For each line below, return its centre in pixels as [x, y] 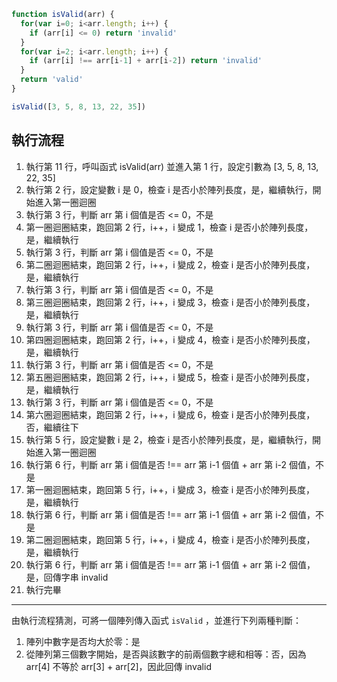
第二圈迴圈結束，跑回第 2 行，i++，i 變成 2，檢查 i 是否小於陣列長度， [170, 264]
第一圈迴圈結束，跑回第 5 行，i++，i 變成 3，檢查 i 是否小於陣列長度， [170, 489]
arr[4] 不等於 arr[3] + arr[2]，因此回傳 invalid [118, 666]
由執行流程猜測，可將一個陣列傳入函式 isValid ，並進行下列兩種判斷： [156, 620]
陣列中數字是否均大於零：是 [83, 641]
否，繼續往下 [52, 427]
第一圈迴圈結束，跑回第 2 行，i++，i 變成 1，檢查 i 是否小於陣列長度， [169, 227]
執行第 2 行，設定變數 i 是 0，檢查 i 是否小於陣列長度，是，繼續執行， [169, 189]
